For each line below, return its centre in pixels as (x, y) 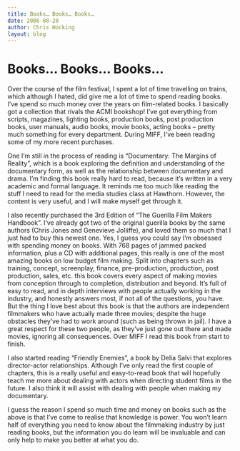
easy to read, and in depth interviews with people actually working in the (114, 291)
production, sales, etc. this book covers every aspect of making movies (112, 276)
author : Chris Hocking (41, 27)
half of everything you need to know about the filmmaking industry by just (116, 425)
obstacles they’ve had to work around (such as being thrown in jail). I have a (120, 321)
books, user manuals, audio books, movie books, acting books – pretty (111, 127)
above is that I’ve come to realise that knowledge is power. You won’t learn (117, 417)
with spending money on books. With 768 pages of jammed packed (107, 245)
